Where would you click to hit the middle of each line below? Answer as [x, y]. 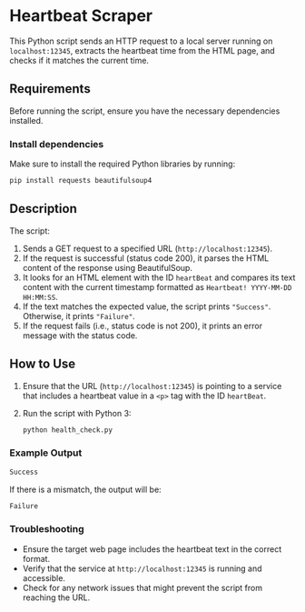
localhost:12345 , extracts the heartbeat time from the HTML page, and [142, 50]
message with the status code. [80, 335]
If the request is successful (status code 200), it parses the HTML [146, 258]
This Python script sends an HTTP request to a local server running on [141, 41]
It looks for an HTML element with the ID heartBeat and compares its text [159, 277]
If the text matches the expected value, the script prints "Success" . [147, 306]
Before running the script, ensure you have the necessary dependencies [145, 111]
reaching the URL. [56, 597]
